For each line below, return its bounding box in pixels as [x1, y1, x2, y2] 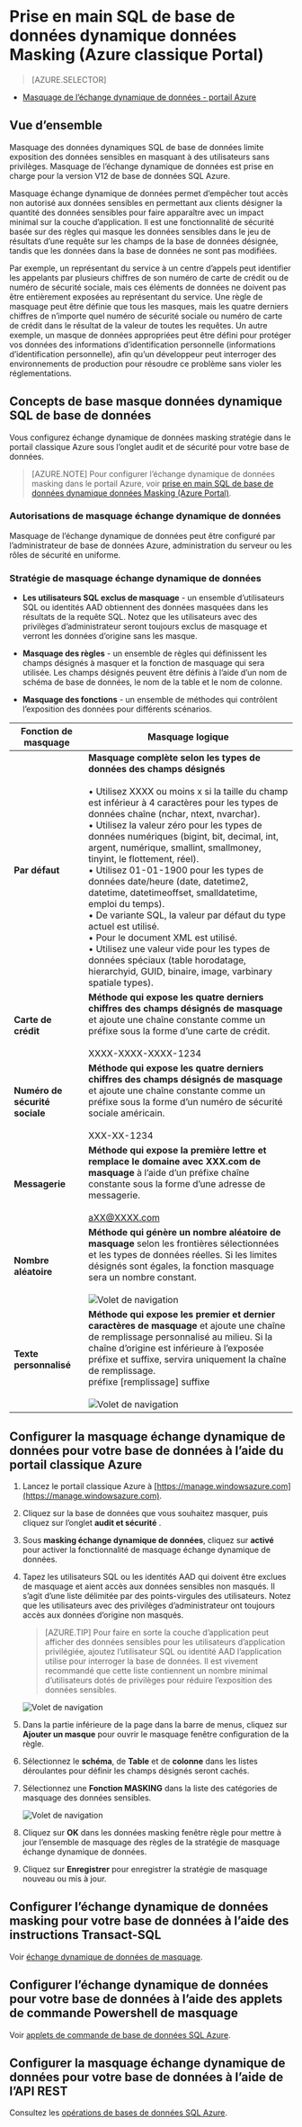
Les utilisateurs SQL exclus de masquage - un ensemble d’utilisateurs [22, 592, 285, 604]
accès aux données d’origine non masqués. [22, 1609, 184, 1620]
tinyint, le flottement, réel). [88, 853, 200, 866]
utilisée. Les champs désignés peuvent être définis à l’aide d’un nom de [22, 668, 288, 678]
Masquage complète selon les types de [88, 751, 261, 764]
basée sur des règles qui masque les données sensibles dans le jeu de [9, 226, 271, 237]
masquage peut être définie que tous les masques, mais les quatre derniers [9, 301, 289, 311]
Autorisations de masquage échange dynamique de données [9, 510, 281, 523]
